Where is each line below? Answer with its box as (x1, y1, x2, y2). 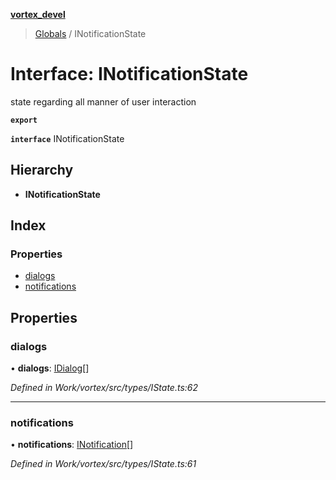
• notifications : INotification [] (10, 439, 134, 451)
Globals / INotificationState (34, 28, 147, 39)
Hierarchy (10, 162, 74, 179)
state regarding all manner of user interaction (10, 95, 197, 108)
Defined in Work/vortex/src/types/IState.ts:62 (10, 382, 199, 394)
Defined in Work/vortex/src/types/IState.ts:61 (10, 458, 197, 470)
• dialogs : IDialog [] (10, 362, 90, 374)
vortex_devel (10, 9, 66, 20)
